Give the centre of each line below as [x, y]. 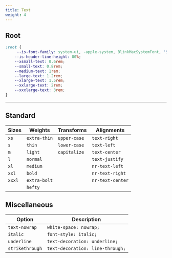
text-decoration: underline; [82, 241]
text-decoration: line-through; [86, 248]
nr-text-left [108, 166]
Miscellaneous [29, 205]
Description [86, 219]
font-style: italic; [72, 234]
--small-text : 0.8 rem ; [39, 66]
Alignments [110, 130]
